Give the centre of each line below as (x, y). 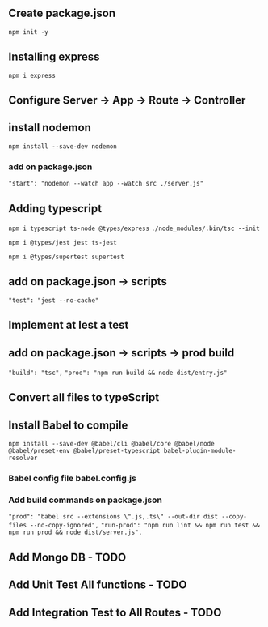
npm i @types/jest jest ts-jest (63, 242)
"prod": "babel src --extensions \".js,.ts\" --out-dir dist (113, 517)
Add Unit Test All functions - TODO (98, 585)
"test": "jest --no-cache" (54, 300)
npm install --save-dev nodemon (63, 146)
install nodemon (50, 128)
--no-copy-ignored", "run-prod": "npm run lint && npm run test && (144, 526)
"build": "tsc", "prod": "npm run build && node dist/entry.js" (118, 373)
